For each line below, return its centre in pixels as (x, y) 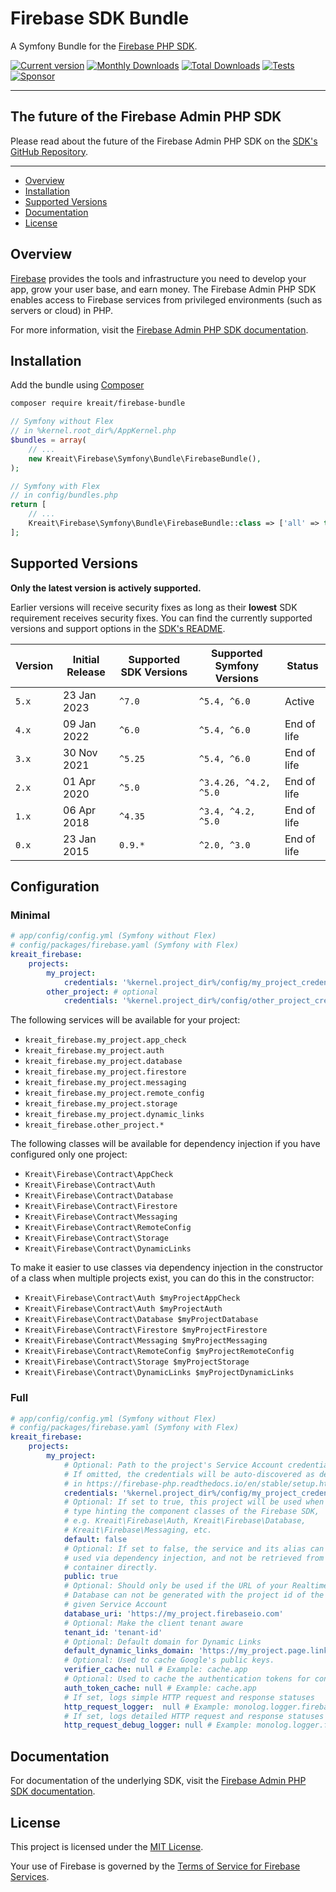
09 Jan (80, 724)
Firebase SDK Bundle (100, 18)
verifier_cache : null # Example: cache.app (155, 1670)
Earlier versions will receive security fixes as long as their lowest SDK (154, 607)
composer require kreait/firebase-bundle (98, 403)
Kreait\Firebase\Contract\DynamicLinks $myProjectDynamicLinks (159, 1373)
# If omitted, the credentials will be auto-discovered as (189, 1474)
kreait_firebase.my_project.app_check (105, 1040)
